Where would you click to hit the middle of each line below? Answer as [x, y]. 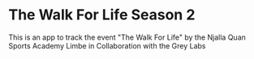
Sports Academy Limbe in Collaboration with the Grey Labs [107, 45]
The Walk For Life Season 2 [102, 15]
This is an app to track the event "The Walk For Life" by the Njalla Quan [127, 37]
